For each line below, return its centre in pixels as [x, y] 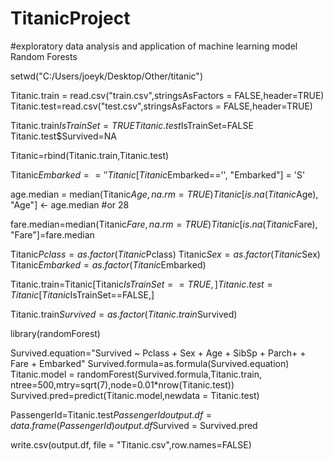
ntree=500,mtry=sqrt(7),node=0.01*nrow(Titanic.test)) [122, 384]
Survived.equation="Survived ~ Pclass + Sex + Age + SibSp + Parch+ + [158, 353]
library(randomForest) [55, 333]
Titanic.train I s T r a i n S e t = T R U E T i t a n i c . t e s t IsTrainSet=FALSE [132, 125]
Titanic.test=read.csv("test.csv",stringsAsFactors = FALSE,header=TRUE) [161, 106]
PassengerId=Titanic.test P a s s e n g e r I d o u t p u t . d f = [111, 414]
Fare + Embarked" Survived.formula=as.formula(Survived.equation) [150, 363]
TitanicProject [70, 18]
